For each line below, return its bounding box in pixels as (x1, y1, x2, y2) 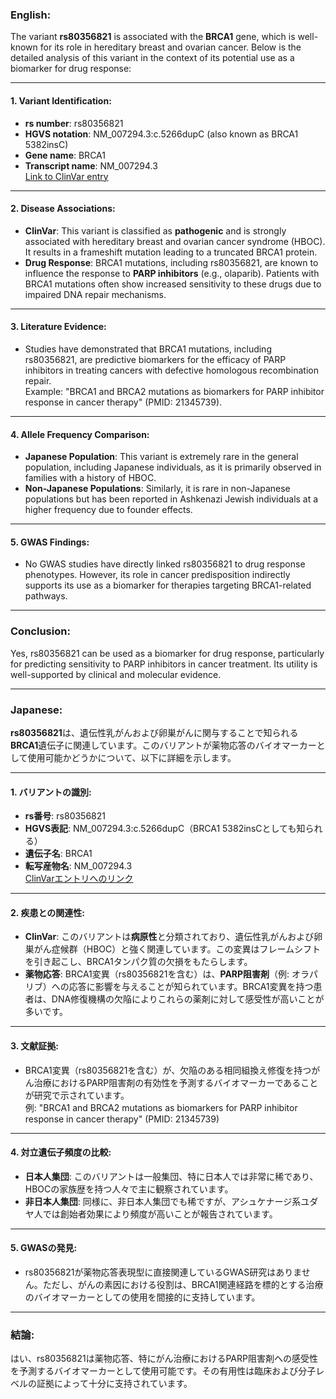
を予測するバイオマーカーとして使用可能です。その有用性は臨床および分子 (10, 1365, 317, 1377)
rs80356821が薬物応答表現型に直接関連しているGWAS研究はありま (24, 1266, 302, 1278)
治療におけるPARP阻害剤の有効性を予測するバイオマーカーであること (33, 1076, 319, 1088)
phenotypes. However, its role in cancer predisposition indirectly (24, 569, 291, 581)
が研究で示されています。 (24, 1089, 130, 1101)
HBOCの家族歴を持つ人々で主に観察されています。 (24, 1183, 234, 1195)
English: (10, 8, 52, 22)
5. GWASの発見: (10, 1242, 78, 1254)
